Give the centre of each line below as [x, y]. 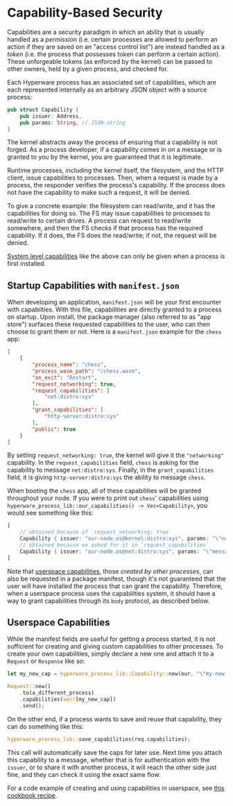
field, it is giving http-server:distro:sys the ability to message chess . [106, 477]
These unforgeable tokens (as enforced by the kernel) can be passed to [110, 61]
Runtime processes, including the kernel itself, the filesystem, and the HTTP [115, 171]
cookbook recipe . [32, 795]
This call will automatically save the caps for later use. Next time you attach [115, 752]
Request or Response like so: [46, 661]
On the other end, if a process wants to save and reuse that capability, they [114, 719]
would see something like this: [50, 513]
